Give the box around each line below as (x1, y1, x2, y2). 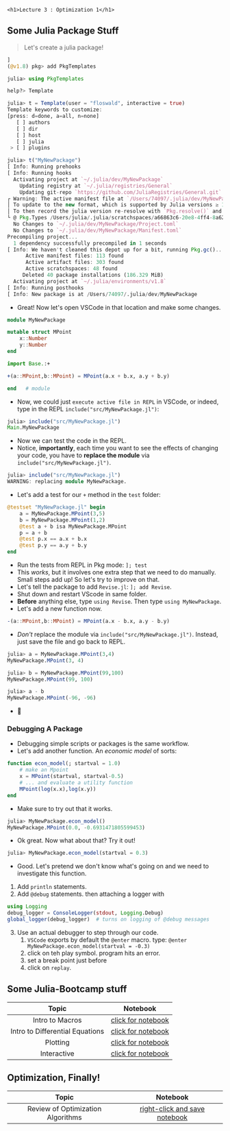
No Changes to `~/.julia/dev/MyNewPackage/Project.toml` (13, 221, 179, 228)
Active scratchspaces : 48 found (25, 265, 118, 272)
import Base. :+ (7, 360, 51, 367)
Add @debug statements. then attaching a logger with (16, 890, 164, 898)
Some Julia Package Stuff (7, 25, 119, 37)
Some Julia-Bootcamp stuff (7, 984, 127, 995)
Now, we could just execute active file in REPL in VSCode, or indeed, (16, 398, 219, 406)
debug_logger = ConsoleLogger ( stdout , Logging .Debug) (7, 910, 164, 916)
